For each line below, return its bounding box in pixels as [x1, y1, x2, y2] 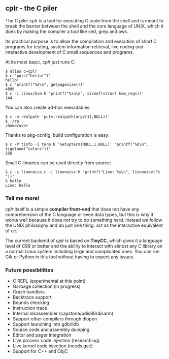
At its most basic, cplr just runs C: [5, 58, 76, 65]
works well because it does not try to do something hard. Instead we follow [5, 217, 162, 223]
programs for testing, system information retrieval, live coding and [5, 43, 144, 50]
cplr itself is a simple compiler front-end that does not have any [5, 206, 140, 213]
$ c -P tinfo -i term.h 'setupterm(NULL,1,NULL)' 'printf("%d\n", [5, 142, 149, 147]
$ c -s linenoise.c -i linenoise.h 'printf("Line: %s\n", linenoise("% [5, 169, 160, 174]
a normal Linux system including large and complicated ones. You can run [5, 249, 160, 255]
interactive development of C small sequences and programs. [5, 49, 134, 55]
